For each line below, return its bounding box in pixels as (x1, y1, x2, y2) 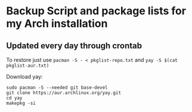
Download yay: (6, 73, 43, 80)
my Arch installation (6, 17, 108, 30)
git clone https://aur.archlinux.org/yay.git (6, 90, 121, 96)
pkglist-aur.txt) (6, 63, 49, 69)
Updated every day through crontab (6, 41, 142, 51)
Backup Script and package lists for (6, 4, 187, 18)
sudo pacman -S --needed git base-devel (6, 85, 109, 91)
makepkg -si (6, 100, 36, 106)
